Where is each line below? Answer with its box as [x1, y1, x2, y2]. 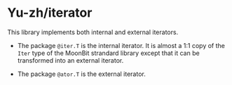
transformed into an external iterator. [17, 56, 124, 64]
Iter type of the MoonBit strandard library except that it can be [17, 49, 200, 57]
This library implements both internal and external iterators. [7, 28, 179, 36]
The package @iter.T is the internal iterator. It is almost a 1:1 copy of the [17, 41, 226, 49]
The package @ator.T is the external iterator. [17, 70, 146, 78]
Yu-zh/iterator [7, 5, 93, 21]
